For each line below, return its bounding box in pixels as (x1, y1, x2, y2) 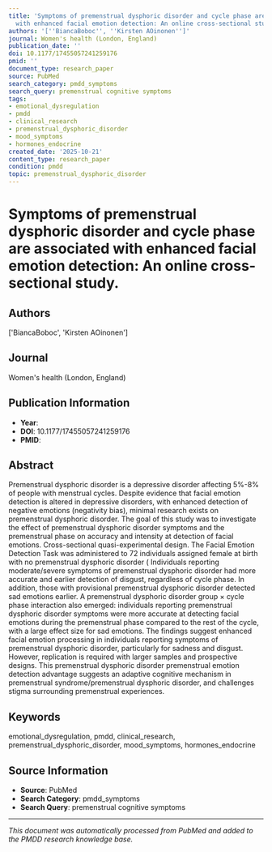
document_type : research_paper (8, 65, 114, 73)
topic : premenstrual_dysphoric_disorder (8, 170, 147, 178)
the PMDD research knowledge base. (8, 834, 134, 844)
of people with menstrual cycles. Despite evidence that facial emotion (8, 488, 241, 499)
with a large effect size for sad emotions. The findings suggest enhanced (8, 626, 253, 636)
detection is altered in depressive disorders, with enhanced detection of (8, 497, 249, 507)
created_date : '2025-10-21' (8, 148, 104, 156)
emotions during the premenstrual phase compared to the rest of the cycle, (8, 618, 259, 627)
